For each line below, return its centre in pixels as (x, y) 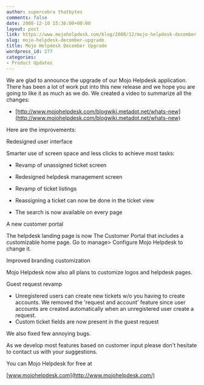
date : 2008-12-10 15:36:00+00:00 (49, 23)
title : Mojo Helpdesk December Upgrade (57, 46)
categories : (21, 57)
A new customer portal (35, 224)
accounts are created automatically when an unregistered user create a (104, 308)
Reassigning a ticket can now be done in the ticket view (85, 200)
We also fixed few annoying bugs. (49, 333)
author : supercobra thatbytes (45, 12)
